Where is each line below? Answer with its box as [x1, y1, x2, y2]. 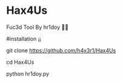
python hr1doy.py [6, 70, 50, 77]
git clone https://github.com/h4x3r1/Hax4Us [6, 46, 116, 54]
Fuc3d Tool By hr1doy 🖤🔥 [6, 23, 69, 31]
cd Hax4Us [6, 58, 34, 66]
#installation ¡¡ [6, 35, 41, 42]
